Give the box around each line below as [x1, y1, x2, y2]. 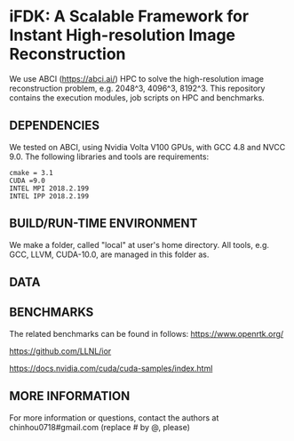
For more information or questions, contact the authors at [9, 412, 219, 423]
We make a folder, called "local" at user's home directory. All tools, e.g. [9, 239, 269, 250]
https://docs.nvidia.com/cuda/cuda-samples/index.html [9, 363, 213, 373]
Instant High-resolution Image [9, 25, 236, 45]
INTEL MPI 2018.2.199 [9, 184, 90, 193]
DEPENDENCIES [9, 118, 100, 133]
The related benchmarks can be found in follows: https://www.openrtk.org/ [9, 328, 284, 339]
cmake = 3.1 [9, 168, 53, 177]
